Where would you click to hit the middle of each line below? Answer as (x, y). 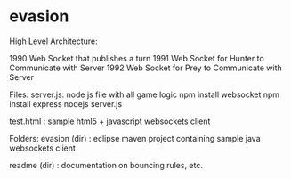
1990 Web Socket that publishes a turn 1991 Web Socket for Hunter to (137, 58)
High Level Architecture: (53, 41)
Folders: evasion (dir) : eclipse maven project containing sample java (135, 138)
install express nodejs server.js (66, 103)
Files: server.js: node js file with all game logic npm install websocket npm (145, 94)
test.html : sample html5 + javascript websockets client (110, 121)
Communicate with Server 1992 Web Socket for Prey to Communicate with (145, 68)
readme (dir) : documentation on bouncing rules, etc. (106, 165)
